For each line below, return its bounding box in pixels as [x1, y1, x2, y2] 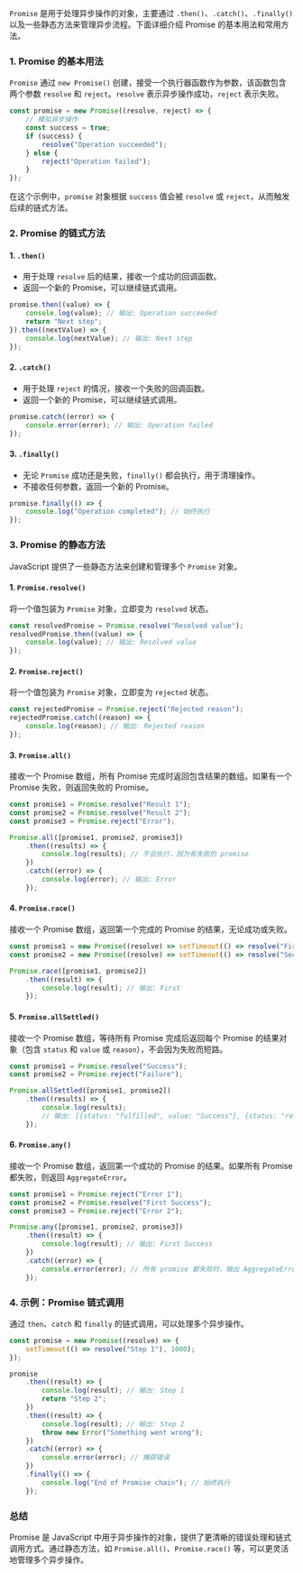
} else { [25, 148, 59, 158]
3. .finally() [9, 448, 60, 459]
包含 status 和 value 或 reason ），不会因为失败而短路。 [24, 1044, 228, 1055]
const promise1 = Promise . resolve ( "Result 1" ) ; [9, 800, 192, 809]
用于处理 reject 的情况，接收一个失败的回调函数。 [22, 382, 210, 394]
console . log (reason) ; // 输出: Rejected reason [25, 722, 206, 731]
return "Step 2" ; [41, 1395, 106, 1404]
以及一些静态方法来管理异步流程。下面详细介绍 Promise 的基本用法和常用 [9, 19, 281, 30]
